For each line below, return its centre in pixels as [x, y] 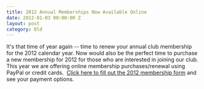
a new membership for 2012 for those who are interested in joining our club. [102, 60]
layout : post [23, 23]
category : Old [25, 29]
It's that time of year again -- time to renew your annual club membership [99, 47]
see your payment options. [40, 79]
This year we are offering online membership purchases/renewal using [96, 66]
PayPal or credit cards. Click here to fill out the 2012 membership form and [101, 73]
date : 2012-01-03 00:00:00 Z [44, 18]
